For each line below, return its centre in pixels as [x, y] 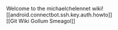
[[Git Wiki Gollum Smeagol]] [41, 21]
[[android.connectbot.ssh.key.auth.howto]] [59, 15]
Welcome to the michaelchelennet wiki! [55, 9]
